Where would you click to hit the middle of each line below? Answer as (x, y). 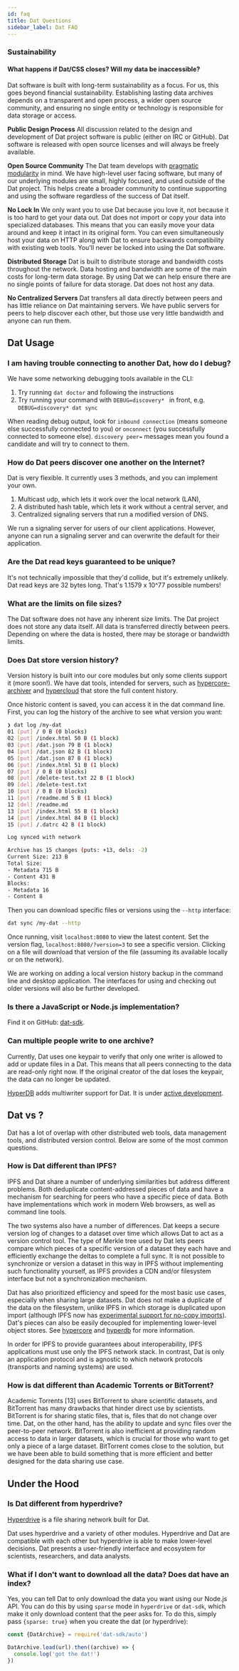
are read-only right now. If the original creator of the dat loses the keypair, (116, 1071)
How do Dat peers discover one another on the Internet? (106, 462)
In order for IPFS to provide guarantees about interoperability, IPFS (105, 1344)
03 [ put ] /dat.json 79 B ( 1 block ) (60, 745)
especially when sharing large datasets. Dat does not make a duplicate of (115, 1300)
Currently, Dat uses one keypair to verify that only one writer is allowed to (115, 1056)
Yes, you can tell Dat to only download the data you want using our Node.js (117, 1599)
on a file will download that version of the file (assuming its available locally (118, 952)
